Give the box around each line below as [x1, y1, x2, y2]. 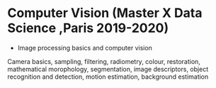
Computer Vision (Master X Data [7, 5, 203, 21]
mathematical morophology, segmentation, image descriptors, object [7, 65, 209, 73]
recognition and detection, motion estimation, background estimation [7, 72, 209, 81]
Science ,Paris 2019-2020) [7, 20, 169, 36]
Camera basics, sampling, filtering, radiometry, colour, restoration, [7, 57, 200, 65]
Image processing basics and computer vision [17, 43, 152, 52]
